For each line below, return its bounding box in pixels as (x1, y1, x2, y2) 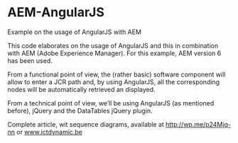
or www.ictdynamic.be (16, 127, 83, 136)
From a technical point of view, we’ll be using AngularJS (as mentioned (7, 98, 215, 107)
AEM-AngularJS (7, 4, 104, 21)
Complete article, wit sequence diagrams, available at (7, 120, 165, 128)
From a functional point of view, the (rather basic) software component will (7, 70, 226, 79)
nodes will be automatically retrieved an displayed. (7, 85, 156, 93)
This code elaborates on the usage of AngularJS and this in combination (7, 41, 219, 50)
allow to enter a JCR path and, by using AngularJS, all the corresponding (7, 77, 220, 86)
